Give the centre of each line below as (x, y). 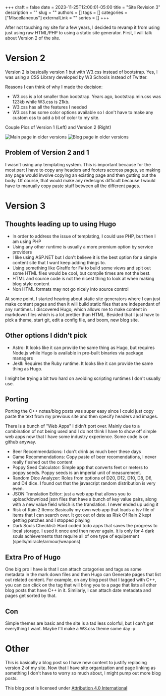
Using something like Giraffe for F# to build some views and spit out (82, 268)
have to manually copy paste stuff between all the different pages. (73, 186)
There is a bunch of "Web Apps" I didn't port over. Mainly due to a (73, 426)
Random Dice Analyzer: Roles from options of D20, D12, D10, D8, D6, (82, 478)
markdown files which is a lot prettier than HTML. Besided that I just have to (82, 314)
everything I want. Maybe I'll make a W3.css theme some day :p (70, 629)
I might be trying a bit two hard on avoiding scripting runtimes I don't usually (83, 378)
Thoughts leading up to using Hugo (61, 224)
